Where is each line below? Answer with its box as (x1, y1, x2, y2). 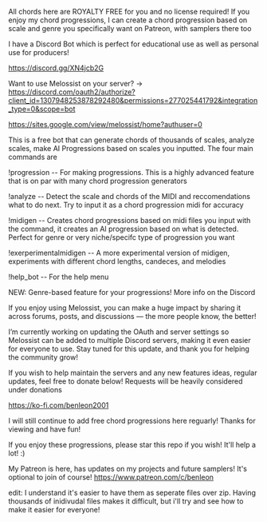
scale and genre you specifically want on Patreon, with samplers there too (8, 24, 252, 33)
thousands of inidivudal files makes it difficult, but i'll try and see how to (8, 496, 244, 506)
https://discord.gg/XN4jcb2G (8, 63, 104, 73)
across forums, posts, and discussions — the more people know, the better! (8, 312, 257, 321)
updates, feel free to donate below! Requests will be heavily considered (8, 377, 243, 386)
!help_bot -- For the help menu (8, 272, 109, 281)
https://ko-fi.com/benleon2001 (8, 400, 109, 410)
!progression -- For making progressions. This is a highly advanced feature (8, 168, 255, 177)
